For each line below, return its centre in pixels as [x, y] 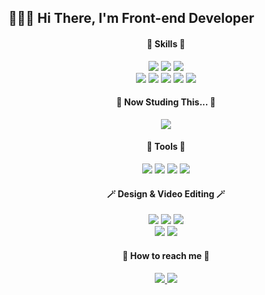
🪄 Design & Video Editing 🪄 [166, 193]
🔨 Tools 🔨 [166, 147]
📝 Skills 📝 [166, 43]
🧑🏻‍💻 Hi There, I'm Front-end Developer [131, 18]
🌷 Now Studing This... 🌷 [166, 102]
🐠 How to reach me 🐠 [166, 255]
